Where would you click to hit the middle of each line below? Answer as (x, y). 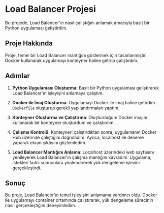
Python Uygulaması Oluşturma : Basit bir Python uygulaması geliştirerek (85, 88)
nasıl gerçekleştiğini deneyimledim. (41, 206)
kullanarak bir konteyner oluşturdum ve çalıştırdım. (63, 122)
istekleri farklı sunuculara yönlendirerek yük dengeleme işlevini (76, 162)
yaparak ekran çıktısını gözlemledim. (49, 142)
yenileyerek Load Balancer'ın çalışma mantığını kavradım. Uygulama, (82, 157)
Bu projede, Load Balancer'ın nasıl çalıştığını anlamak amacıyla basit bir (77, 23)
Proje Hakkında (29, 44)
